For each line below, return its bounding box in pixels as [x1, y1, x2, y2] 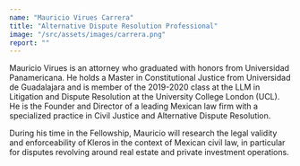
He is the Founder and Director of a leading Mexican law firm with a [9, 100, 258, 112]
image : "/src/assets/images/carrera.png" [9, 30, 167, 39]
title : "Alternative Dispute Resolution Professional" [9, 22, 219, 31]
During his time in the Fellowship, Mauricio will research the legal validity [9, 127, 278, 139]
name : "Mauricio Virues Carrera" [9, 13, 134, 22]
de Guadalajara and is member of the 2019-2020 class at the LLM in [9, 82, 261, 92]
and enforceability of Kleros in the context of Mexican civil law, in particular [9, 137, 286, 148]
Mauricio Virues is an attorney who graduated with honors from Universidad [9, 63, 289, 74]
